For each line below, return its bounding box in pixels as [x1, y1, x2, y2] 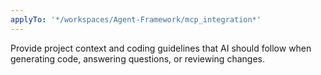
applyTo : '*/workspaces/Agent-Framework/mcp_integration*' [10, 14, 262, 25]
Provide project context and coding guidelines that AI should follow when [10, 42, 312, 54]
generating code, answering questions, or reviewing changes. [10, 52, 265, 65]
